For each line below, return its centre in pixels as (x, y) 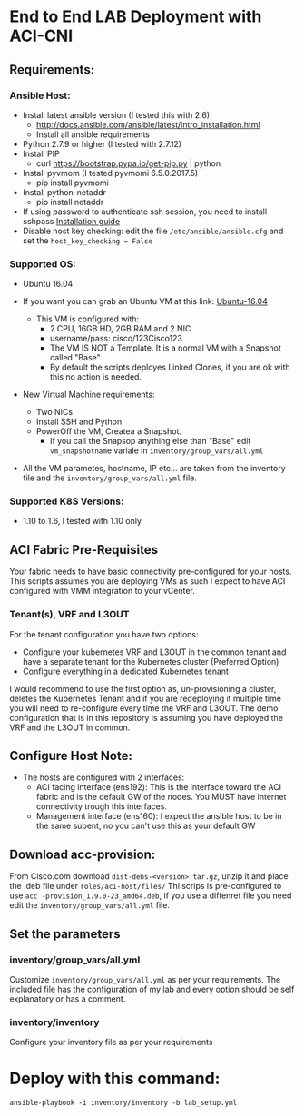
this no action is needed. (96, 377)
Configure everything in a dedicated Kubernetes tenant (126, 671)
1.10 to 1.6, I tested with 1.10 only (82, 521)
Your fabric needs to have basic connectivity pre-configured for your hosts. (151, 572)
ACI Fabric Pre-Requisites (84, 550)
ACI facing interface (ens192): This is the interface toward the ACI (159, 787)
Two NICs (54, 412)
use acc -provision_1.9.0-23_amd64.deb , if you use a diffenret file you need (151, 895)
